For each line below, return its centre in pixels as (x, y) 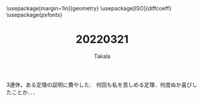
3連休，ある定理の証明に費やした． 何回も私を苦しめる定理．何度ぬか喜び (99, 85)
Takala (102, 56)
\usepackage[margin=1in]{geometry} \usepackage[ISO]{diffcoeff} (89, 8)
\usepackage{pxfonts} (34, 15)
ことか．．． (25, 92)
